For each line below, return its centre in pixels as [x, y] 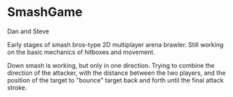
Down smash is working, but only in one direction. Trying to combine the [111, 65]
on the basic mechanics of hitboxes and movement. [81, 52]
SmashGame [45, 12]
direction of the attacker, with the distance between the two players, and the [116, 73]
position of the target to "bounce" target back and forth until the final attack [115, 80]
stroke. [17, 87]
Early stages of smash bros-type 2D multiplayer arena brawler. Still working [115, 44]
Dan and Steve [28, 31]
